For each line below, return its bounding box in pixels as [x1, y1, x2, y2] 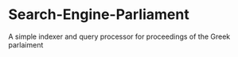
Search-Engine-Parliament [8, 6, 189, 24]
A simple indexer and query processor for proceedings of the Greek [8, 32, 231, 41]
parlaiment [8, 40, 44, 49]
